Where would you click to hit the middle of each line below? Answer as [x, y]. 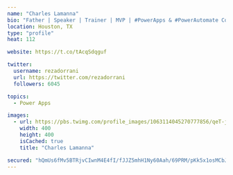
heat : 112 [21, 40]
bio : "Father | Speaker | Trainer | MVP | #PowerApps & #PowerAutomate [113, 20]
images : [18, 115]
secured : [20, 160]
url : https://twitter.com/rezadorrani [70, 77]
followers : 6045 [37, 84]
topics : [18, 97]
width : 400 [35, 128]
